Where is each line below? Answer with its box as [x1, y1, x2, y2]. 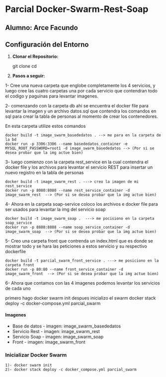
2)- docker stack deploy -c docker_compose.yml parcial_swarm [5, 367, 137, 372]
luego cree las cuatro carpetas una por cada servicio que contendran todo [5, 88, 158, 94]
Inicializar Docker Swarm [5, 351, 67, 358]
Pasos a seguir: [12, 73, 45, 79]
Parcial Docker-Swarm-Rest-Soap [5, 3, 149, 15]
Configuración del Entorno [5, 40, 89, 48]
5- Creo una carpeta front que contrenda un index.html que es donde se [5, 238, 153, 244]
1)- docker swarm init [5, 363, 52, 368]
